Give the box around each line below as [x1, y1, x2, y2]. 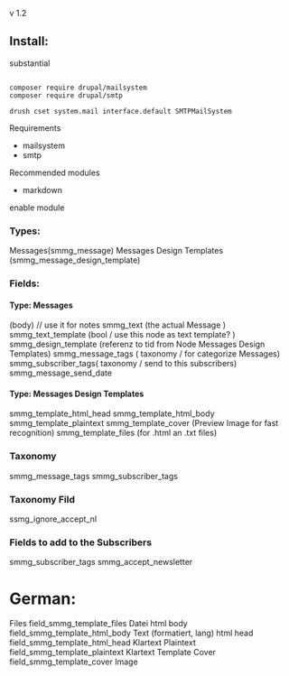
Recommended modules [9, 167, 101, 178]
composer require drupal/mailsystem [9, 83, 147, 92]
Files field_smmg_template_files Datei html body [9, 618, 188, 629]
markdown [22, 184, 63, 195]
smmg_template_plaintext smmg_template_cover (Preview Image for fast [9, 418, 279, 429]
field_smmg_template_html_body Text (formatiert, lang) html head [9, 627, 254, 639]
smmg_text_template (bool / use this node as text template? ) [9, 329, 237, 340]
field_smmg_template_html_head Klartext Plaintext [9, 637, 196, 648]
